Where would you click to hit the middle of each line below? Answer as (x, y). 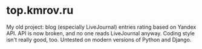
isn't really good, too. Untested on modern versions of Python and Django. (99, 39)
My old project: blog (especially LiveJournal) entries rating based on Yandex (101, 27)
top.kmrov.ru (40, 10)
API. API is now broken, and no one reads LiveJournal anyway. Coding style (100, 33)
